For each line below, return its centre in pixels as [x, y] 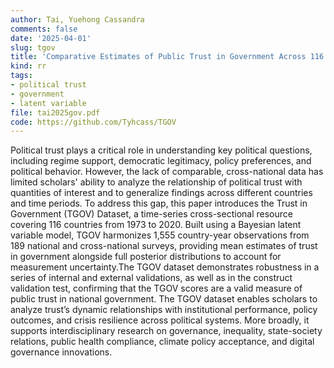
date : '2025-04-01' [51, 38]
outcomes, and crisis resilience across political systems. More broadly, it [160, 320]
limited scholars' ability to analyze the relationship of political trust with [156, 182]
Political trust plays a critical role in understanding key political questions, [161, 150]
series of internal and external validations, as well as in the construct [151, 278]
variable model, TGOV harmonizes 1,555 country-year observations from [160, 235]
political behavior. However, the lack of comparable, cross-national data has [167, 172]
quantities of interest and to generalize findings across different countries [161, 193]
